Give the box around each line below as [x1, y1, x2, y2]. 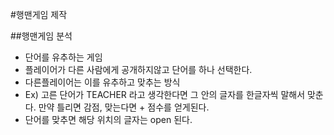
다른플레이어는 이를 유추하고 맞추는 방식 [24, 76, 181, 88]
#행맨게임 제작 [10, 9, 68, 20]
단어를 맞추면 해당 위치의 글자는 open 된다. [24, 114, 193, 125]
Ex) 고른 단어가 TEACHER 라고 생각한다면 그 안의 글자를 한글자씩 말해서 [24, 89, 306, 100]
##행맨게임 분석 [10, 30, 73, 42]
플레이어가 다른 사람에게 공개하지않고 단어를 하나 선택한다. [24, 64, 253, 75]
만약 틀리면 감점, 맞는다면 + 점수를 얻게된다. [38, 101, 210, 113]
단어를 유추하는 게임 [24, 51, 103, 63]
